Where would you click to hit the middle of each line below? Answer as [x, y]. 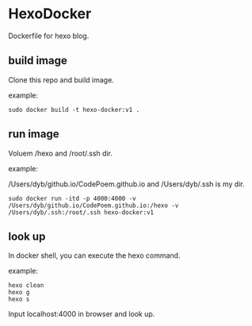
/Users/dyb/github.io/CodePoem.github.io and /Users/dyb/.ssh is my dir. [126, 184]
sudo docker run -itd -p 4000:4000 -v [72, 198]
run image [34, 134]
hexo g [19, 293]
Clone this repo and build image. [61, 79]
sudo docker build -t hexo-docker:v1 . [74, 109]
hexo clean [26, 286]
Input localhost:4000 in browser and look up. [82, 314]
